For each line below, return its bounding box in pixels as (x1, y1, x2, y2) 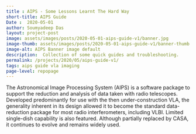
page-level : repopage (6, 68, 59, 74)
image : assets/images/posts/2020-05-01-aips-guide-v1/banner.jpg (6, 36, 169, 41)
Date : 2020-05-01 (6, 19, 54, 25)
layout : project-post (6, 30, 59, 36)
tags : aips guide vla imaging (6, 62, 80, 69)
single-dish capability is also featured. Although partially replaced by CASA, (6, 115, 189, 122)
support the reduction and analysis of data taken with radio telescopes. (6, 90, 178, 97)
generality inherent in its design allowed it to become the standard (6, 103, 166, 110)
